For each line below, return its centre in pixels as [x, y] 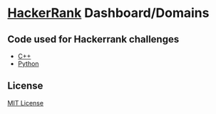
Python [28, 64]
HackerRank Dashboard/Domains [108, 13]
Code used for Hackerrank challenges [93, 39]
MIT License [26, 103]
